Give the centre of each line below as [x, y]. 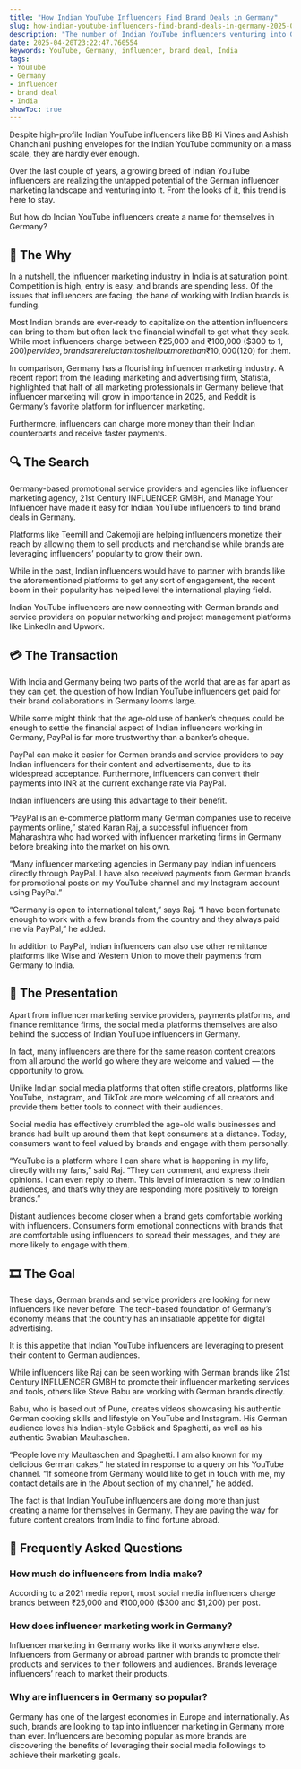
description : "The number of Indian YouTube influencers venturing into [148, 34]
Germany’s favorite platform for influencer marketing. [107, 406]
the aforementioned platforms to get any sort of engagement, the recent [142, 580]
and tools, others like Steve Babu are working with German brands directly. [147, 1392]
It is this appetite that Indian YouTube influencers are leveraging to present [146, 1346]
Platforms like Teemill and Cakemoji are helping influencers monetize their [146, 534]
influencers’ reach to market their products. [90, 1674]
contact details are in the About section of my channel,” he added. [131, 1483]
